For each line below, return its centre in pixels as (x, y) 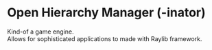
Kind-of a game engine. (40, 32)
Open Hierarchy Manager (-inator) (106, 13)
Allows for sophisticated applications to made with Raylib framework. (105, 38)
